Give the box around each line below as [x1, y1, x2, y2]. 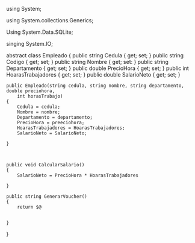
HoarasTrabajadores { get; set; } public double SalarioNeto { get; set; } [6, 71, 181, 78]
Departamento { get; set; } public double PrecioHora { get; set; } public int [6, 65, 190, 72]
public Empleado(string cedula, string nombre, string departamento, [6, 83, 185, 89]
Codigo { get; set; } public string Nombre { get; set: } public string [6, 58, 169, 65]
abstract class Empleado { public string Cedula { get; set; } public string [6, 52, 184, 59]
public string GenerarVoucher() [6, 194, 87, 200]
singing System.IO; [6, 40, 53, 47]
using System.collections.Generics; [6, 17, 94, 24]
